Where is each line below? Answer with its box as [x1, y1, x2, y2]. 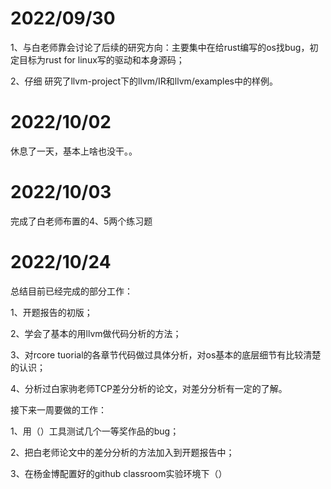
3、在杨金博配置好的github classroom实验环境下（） [10, 467, 228, 479]
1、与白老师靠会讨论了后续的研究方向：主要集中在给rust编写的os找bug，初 [10, 41, 319, 53]
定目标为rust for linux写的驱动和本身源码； [10, 53, 185, 66]
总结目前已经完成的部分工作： [10, 285, 133, 297]
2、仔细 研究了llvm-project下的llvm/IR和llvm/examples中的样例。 [10, 75, 278, 87]
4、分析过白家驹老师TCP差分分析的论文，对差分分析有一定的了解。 [10, 382, 288, 394]
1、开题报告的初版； [10, 306, 93, 318]
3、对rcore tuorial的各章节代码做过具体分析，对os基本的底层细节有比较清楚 [10, 348, 322, 361]
